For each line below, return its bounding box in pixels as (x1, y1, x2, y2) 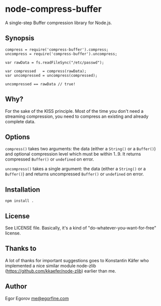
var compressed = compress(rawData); (5, 68, 87, 73)
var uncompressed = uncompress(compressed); (5, 73, 98, 78)
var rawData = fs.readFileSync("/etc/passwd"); (5, 60, 105, 65)
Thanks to (5, 244, 37, 253)
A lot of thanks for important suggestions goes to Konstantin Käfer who (5, 257, 149, 263)
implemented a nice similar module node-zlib (5, 263, 96, 269)
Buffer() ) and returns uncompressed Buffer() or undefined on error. (5, 171, 144, 177)
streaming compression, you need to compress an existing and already (5, 113, 149, 119)
